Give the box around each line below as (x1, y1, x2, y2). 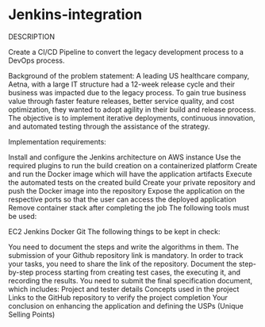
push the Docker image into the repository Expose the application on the (8, 186, 245, 195)
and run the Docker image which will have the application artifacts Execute (8, 169, 252, 179)
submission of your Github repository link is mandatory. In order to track (8, 250, 244, 260)
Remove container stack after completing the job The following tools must (8, 202, 250, 212)
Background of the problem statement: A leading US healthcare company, (8, 71, 250, 80)
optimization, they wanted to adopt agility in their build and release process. (8, 105, 256, 114)
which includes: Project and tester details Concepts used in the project (8, 284, 240, 294)
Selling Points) (8, 310, 56, 319)
